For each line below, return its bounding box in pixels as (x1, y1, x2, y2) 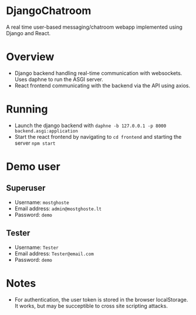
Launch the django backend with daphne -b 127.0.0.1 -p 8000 (14, 122, 167, 129)
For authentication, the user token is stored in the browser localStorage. (14, 296, 188, 303)
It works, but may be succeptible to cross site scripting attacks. (14, 302, 168, 309)
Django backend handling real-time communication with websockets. (14, 69, 183, 77)
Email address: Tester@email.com (14, 250, 94, 257)
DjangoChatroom (6, 4, 92, 18)
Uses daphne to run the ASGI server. (14, 76, 104, 83)
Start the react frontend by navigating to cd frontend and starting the (14, 133, 182, 140)
